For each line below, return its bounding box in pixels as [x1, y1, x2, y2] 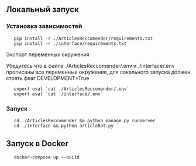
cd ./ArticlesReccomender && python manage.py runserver [13, 117, 156, 123]
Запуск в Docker [6, 139, 69, 148]
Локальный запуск [6, 5, 79, 15]
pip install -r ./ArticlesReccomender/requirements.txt [13, 35, 153, 41]
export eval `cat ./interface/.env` [13, 91, 104, 97]
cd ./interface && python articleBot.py [13, 123, 114, 129]
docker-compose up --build [13, 154, 80, 160]
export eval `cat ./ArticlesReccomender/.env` [13, 86, 130, 92]
